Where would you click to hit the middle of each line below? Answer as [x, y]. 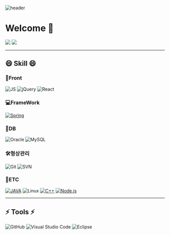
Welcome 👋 [30, 28]
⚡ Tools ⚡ [20, 212]
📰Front [14, 78]
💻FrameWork [23, 102]
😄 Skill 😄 [21, 64]
